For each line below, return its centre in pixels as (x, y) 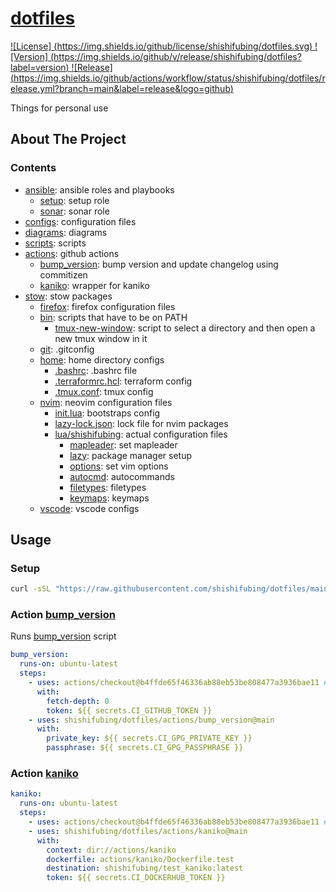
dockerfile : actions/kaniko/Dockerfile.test (140, 859)
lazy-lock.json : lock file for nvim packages (141, 423)
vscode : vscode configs (89, 508)
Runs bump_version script (63, 636)
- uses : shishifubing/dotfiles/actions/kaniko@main (138, 831)
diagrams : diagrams (66, 232)
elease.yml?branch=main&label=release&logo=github (120, 88)
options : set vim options (119, 466)
